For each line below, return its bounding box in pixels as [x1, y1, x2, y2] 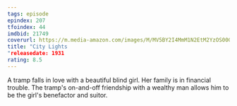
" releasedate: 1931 [7, 50, 65, 57]
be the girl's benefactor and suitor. [7, 90, 108, 99]
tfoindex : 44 [7, 23, 46, 30]
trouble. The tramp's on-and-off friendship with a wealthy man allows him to [7, 83, 229, 92]
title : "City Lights [7, 43, 68, 50]
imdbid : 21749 [7, 30, 49, 37]
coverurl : [7, 37, 37, 44]
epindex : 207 [7, 17, 46, 24]
